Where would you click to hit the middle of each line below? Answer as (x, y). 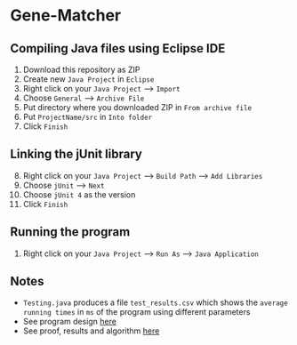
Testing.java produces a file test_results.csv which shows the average (155, 302)
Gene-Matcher (66, 16)
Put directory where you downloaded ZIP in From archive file (137, 107)
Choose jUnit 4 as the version (79, 194)
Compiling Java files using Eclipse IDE (118, 48)
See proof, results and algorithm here (91, 331)
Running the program (70, 232)
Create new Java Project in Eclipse (88, 79)
